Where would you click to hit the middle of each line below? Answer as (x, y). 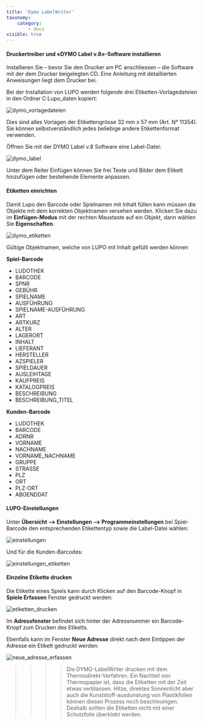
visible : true (24, 35)
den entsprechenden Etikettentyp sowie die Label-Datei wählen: (109, 528)
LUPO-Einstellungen (32, 509)
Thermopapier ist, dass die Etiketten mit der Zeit (126, 682)
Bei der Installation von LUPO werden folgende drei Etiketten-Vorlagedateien (102, 92)
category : (30, 23)
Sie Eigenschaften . (30, 224)
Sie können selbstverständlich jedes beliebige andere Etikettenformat (93, 129)
